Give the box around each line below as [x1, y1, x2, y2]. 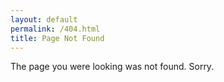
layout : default [10, 14, 78, 25]
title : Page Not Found [10, 33, 105, 43]
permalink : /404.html [10, 24, 101, 34]
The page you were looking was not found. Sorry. [10, 61, 215, 73]
